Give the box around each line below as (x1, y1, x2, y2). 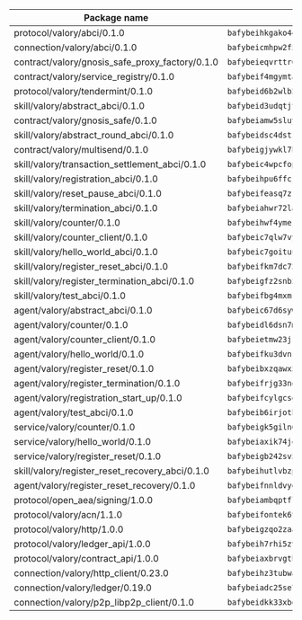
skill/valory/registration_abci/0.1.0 (13, 173, 159, 185)
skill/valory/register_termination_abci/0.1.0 (13, 275, 195, 287)
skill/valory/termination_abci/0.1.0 (13, 202, 158, 214)
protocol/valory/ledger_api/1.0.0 (13, 538, 151, 550)
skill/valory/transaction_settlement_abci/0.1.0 (13, 158, 207, 170)
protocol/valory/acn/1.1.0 (13, 509, 123, 520)
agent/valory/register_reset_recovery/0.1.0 (13, 480, 196, 492)
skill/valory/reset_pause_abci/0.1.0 (13, 188, 162, 199)
